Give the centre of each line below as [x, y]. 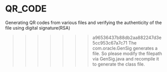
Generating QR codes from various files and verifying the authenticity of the [83, 22]
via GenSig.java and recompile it [126, 58]
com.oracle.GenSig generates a [125, 48]
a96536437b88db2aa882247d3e [127, 37]
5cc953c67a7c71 [110, 42]
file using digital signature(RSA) [38, 27]
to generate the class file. [119, 64]
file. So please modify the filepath [127, 53]
